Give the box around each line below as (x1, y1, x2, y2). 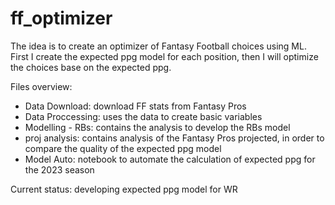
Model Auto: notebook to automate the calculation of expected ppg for (24, 153, 316, 165)
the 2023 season (24, 163, 95, 176)
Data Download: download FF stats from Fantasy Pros (24, 100, 247, 112)
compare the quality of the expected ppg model (24, 142, 222, 154)
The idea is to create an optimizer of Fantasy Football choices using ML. (10, 40, 307, 52)
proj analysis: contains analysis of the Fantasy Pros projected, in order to (24, 132, 325, 144)
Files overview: (10, 80, 73, 92)
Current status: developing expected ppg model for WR (10, 183, 238, 195)
